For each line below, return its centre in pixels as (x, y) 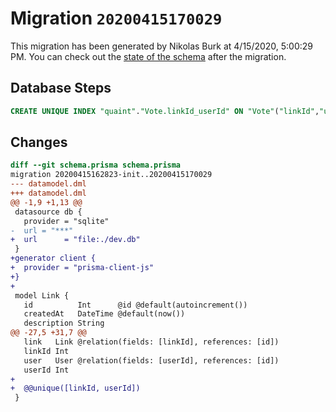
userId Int (46, 370)
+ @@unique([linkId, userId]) (75, 388)
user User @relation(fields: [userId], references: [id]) (151, 360)
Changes (39, 142)
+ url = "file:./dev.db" (75, 240)
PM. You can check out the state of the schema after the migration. (148, 56)
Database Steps (61, 88)
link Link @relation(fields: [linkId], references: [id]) (151, 342)
